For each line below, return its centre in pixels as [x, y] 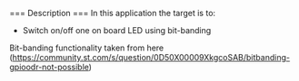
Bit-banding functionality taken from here [87, 48]
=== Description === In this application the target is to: [113, 13]
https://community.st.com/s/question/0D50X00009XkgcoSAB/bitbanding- [151, 57]
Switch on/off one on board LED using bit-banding [117, 30]
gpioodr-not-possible [49, 67]
